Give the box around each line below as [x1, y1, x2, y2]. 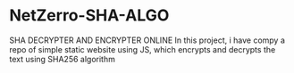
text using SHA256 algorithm [9, 53, 116, 64]
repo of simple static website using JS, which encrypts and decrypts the [9, 44, 276, 54]
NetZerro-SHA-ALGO [9, 5, 170, 26]
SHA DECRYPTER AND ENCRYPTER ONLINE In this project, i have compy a [9, 35, 286, 45]
